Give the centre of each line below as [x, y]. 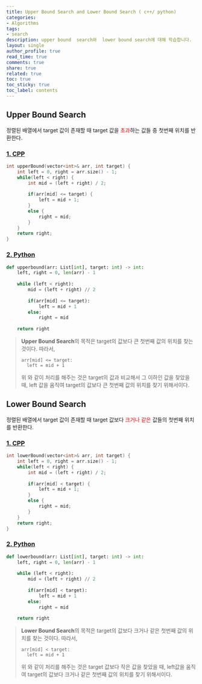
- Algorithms [23, 23]
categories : [21, 18]
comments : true [25, 62]
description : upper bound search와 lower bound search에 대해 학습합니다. [99, 40]
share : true [21, 68]
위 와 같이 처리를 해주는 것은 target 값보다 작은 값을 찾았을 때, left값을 [103, 667]
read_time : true [27, 57]
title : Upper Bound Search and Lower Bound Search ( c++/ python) [91, 12]
